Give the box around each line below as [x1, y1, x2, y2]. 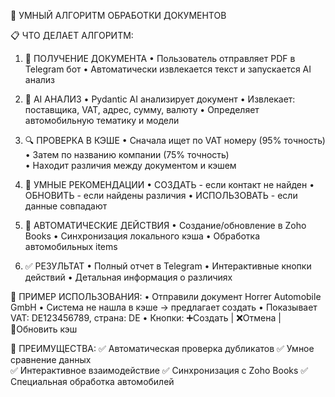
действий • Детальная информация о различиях [24, 271, 233, 283]
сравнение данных [10, 354, 92, 365]
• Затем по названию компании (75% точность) [24, 149, 230, 160]
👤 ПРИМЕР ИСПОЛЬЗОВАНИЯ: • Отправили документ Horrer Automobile [10, 291, 322, 302]
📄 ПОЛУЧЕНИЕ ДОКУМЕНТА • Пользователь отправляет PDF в [24, 53, 296, 64]
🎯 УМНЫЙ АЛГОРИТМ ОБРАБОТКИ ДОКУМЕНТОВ [10, 10, 227, 21]
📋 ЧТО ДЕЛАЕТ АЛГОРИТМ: [10, 30, 134, 41]
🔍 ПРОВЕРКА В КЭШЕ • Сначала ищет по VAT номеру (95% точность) [24, 135, 326, 146]
